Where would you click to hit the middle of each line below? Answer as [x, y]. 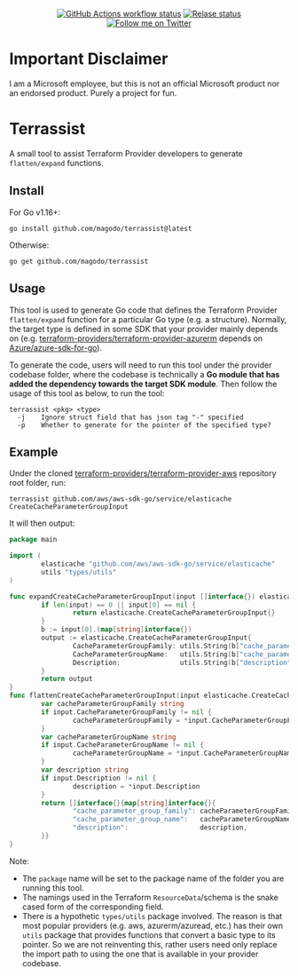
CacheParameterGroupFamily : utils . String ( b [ [156, 646]
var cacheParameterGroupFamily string [113, 704]
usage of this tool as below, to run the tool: [87, 393]
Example [34, 452]
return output [67, 679]
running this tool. [53, 887]
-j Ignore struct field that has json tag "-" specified [130, 417]
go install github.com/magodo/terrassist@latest [101, 228]
